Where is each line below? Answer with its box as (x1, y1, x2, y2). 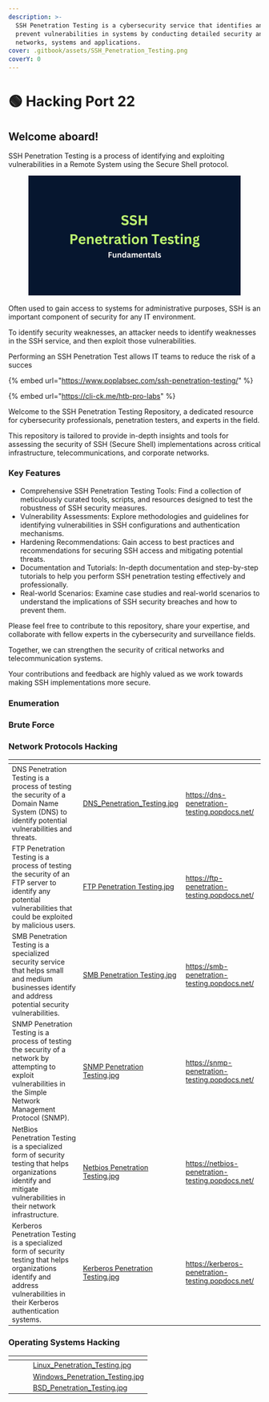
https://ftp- (185, 873, 223, 883)
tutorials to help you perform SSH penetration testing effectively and (19, 571, 246, 581)
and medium (11, 974, 54, 984)
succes (8, 360, 33, 369)
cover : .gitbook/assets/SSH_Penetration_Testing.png (8, 47, 188, 55)
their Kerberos (11, 1297, 59, 1307)
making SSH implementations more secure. (8, 677, 151, 687)
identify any (11, 886, 50, 896)
